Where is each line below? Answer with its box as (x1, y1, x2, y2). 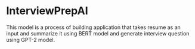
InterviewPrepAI (6, 4, 88, 18)
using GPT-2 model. (6, 36, 55, 43)
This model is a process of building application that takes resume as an (6, 24, 181, 31)
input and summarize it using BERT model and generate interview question (6, 30, 190, 37)
